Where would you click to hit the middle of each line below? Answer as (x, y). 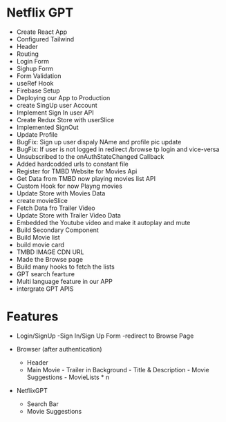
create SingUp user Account (57, 105)
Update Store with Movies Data (61, 193)
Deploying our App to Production (63, 97)
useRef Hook (35, 83)
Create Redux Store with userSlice (65, 119)
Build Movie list (38, 237)
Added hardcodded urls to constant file (72, 164)
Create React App (42, 32)
